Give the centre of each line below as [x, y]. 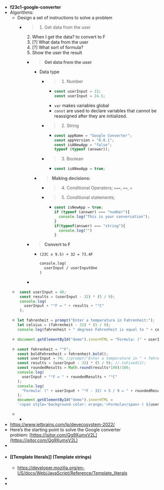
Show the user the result [57, 52]
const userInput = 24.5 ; [80, 96]
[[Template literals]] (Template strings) [51, 457]
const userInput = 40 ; [43, 292]
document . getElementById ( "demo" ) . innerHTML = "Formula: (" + [82, 339]
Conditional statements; [91, 197]
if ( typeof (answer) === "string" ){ [90, 226]
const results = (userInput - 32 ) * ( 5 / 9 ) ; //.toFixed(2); [82, 363]
